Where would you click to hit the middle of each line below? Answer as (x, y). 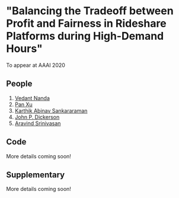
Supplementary (36, 175)
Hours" (24, 49)
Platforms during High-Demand (85, 36)
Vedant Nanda (32, 98)
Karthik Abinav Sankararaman (51, 110)
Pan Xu (23, 104)
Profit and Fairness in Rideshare (87, 23)
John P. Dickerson (37, 117)
